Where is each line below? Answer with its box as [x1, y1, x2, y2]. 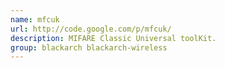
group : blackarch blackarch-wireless [10, 42, 168, 53]
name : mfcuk [10, 14, 60, 25]
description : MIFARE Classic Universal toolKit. [10, 33, 217, 43]
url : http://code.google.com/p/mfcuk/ [10, 24, 172, 34]
